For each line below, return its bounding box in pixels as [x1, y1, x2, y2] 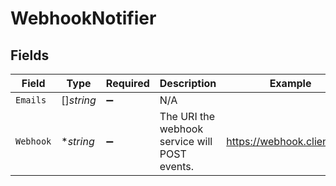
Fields [10, 47, 50, 64]
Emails [15, 95, 47, 106]
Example [269, 77, 312, 90]
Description [159, 77, 217, 90]
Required [105, 77, 150, 90]
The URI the [159, 110, 216, 123]
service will [159, 135, 213, 148]
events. [159, 160, 195, 173]
